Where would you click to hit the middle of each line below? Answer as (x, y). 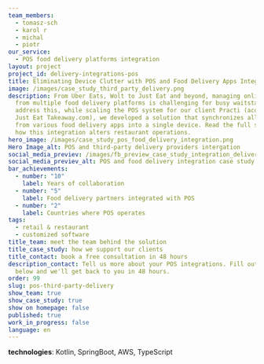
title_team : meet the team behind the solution (88, 242)
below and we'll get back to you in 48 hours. (93, 271)
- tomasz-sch (37, 23)
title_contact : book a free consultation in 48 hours (98, 256)
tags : (17, 220)
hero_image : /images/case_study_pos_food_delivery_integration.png (121, 140)
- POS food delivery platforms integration (87, 60)
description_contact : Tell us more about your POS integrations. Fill (126, 264)
